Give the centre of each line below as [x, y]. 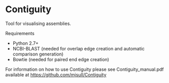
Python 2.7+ [26, 43]
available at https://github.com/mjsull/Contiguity [56, 74]
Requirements [20, 33]
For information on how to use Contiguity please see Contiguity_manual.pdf [85, 69]
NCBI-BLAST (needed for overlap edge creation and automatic [78, 48]
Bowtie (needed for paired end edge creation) [61, 59]
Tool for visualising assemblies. [38, 23]
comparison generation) [38, 54]
